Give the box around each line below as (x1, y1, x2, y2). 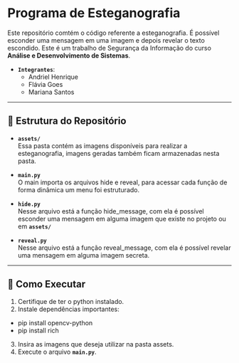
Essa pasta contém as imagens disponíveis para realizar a (17, 141, 188, 150)
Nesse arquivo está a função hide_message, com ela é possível (17, 206, 204, 215)
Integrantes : (17, 65, 55, 73)
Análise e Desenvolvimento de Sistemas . (7, 51, 131, 60)
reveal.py (17, 237, 48, 244)
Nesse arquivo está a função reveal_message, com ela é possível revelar (17, 243, 231, 252)
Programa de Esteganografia (7, 5, 181, 21)
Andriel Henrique (28, 73, 79, 81)
